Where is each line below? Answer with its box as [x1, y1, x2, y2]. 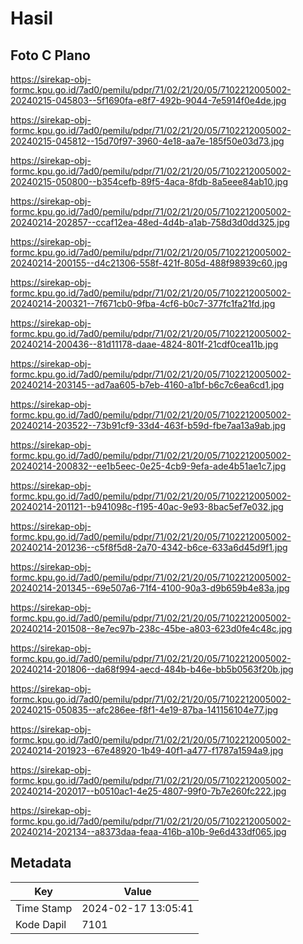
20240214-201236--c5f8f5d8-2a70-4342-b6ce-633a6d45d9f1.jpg [10, 542, 288, 553]
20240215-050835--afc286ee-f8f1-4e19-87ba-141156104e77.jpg [10, 704, 279, 716]
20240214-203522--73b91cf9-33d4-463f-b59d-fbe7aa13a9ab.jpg [10, 420, 286, 431]
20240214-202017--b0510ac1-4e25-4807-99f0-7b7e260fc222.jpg [10, 785, 287, 797]
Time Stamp [15, 901, 73, 915]
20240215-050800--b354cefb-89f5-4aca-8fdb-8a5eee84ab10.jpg [10, 176, 289, 187]
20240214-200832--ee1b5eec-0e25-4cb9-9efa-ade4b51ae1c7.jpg [10, 460, 287, 472]
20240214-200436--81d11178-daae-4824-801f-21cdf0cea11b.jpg [10, 338, 279, 350]
